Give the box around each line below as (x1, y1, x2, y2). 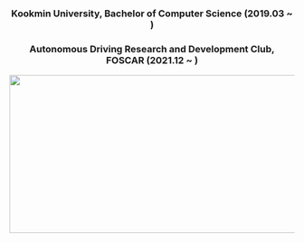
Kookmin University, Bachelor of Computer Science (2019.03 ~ (11, 7, 293, 20)
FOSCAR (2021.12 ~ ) (105, 53, 199, 66)
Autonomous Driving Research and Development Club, (29, 42, 275, 55)
